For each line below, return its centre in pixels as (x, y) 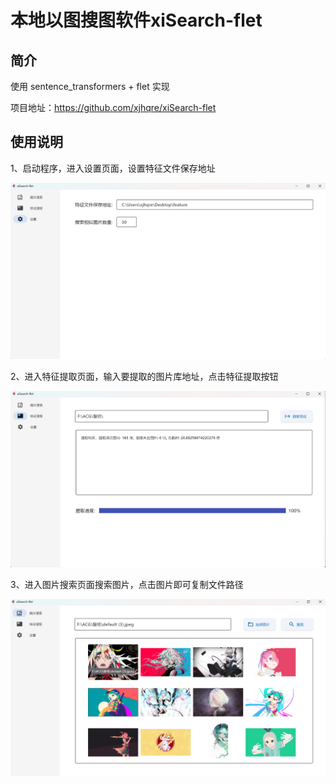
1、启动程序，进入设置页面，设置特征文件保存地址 (113, 168)
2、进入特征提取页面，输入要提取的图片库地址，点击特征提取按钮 (144, 377)
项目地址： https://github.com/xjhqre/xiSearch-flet (113, 107)
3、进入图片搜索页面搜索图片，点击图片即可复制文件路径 (127, 585)
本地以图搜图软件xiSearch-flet (136, 20)
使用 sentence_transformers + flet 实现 (90, 86)
